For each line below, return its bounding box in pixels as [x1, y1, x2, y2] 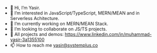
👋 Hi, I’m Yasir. [10, 5, 41, 10]
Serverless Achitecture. [10, 15, 59, 21]
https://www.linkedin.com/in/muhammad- [65, 31, 152, 37]
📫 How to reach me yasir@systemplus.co [10, 42, 98, 48]
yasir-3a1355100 [10, 36, 45, 42]
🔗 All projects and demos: [10, 31, 64, 37]
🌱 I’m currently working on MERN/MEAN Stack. [10, 20, 108, 26]
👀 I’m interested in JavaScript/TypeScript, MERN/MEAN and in [10, 10, 140, 16]
